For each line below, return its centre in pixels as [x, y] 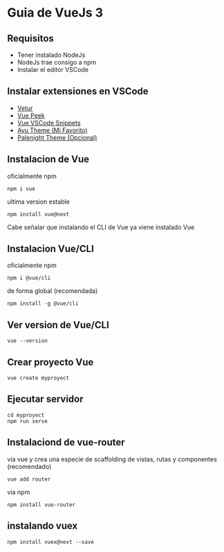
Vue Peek [31, 115]
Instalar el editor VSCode [53, 70]
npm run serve [28, 421]
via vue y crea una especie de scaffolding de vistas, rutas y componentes [112, 459]
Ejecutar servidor [45, 399]
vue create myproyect [38, 378]
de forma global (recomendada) [53, 291]
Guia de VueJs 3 [55, 13]
